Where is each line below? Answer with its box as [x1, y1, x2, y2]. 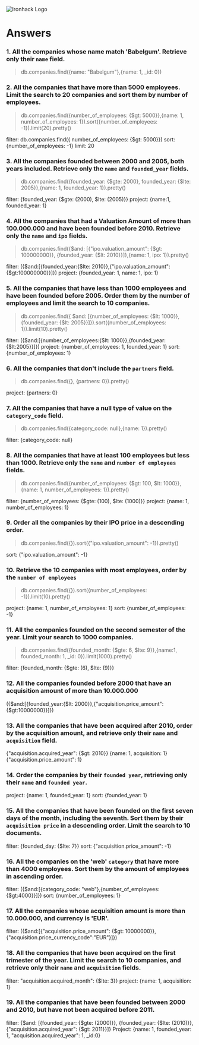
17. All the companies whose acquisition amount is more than [6, 907, 186, 915]
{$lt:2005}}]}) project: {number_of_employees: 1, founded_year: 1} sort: [6, 343, 180, 350]
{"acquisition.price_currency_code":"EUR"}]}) [6, 934, 118, 941]
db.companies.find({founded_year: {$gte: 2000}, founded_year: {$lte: [20, 178, 191, 185]
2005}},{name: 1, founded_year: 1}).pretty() [20, 184, 126, 191]
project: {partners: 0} [6, 389, 58, 396]
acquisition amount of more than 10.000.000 [6, 687, 138, 695]
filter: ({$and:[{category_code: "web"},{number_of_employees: [6, 885, 160, 892]
